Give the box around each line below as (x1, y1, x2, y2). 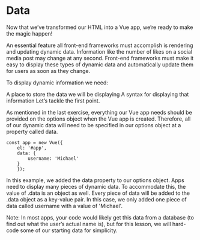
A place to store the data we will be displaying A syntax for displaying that (6, 90, 189, 98)
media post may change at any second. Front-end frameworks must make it (6, 54, 194, 62)
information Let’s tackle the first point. (6, 97, 100, 104)
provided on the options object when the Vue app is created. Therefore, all (6, 115, 191, 122)
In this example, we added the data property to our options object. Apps (6, 176, 184, 184)
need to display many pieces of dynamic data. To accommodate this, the (6, 183, 186, 190)
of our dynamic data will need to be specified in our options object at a (6, 121, 181, 128)
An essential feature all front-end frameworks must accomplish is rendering (6, 42, 193, 49)
